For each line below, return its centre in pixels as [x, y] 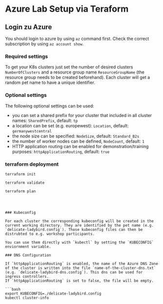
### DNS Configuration [28, 255]
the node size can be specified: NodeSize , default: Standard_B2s [76, 136]
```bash [13, 289]
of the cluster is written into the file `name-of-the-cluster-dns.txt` [81, 268]
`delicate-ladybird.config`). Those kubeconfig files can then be [74, 229]
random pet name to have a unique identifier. [50, 83]
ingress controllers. [27, 276]
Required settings [27, 56]
